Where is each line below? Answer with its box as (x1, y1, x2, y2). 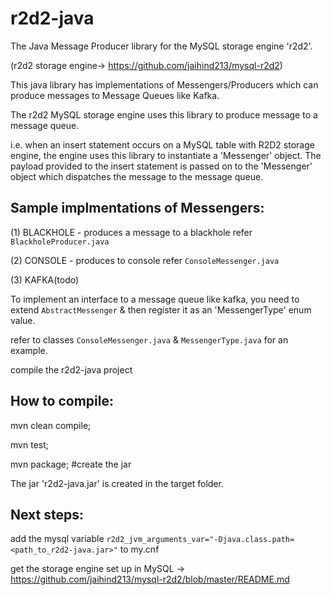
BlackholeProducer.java (10, 237, 110, 247)
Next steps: (10, 506, 85, 523)
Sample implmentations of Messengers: (10, 200, 265, 217)
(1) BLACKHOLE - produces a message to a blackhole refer (10, 226, 253, 238)
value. (10, 314, 36, 326)
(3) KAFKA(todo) (10, 273, 80, 286)
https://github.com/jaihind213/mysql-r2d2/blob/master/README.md (10, 573, 290, 586)
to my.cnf (119, 543, 160, 556)
